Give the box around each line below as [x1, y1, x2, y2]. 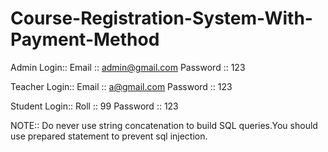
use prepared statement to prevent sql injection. [10, 130, 208, 142]
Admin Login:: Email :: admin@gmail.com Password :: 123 [10, 61, 246, 73]
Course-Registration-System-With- [10, 7, 313, 30]
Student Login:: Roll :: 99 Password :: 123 [10, 100, 179, 112]
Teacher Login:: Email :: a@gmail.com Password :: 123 [10, 80, 233, 92]
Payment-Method [10, 28, 160, 51]
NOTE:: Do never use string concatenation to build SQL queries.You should [10, 119, 318, 131]
